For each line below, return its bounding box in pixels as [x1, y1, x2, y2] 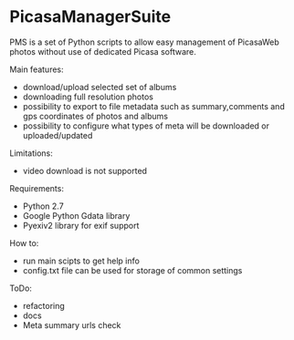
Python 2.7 [22, 201, 64, 211]
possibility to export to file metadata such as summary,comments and [22, 100, 285, 111]
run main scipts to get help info [22, 255, 140, 266]
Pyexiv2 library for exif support [22, 220, 140, 231]
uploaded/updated [22, 129, 93, 140]
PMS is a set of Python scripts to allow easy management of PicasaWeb [9, 36, 280, 47]
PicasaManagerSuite [9, 6, 172, 27]
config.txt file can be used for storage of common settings [22, 264, 243, 275]
